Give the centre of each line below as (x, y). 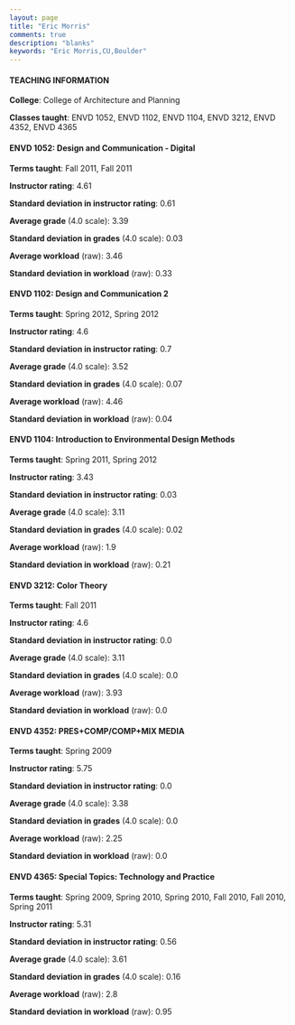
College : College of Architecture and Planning (95, 100)
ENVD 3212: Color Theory (59, 585)
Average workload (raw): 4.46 (66, 401)
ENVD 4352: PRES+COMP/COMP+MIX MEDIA (97, 731)
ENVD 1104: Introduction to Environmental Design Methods (122, 440)
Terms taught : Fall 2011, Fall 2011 (71, 168)
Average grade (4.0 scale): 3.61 (69, 959)
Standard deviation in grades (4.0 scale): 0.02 (96, 529)
